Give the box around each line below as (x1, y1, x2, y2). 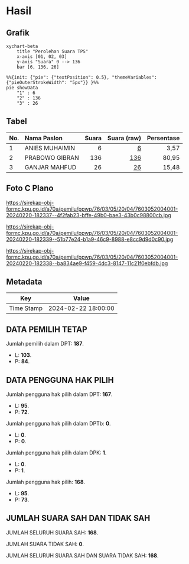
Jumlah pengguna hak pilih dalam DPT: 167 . (6, 391, 113, 398)
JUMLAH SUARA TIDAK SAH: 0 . (6, 540, 84, 547)
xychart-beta (6, 43, 38, 49)
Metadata (6, 277, 43, 287)
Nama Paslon (24, 134, 63, 142)
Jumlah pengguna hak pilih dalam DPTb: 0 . (6, 420, 111, 427)
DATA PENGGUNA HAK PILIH (6, 375, 114, 385)
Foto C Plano (6, 183, 54, 194)
